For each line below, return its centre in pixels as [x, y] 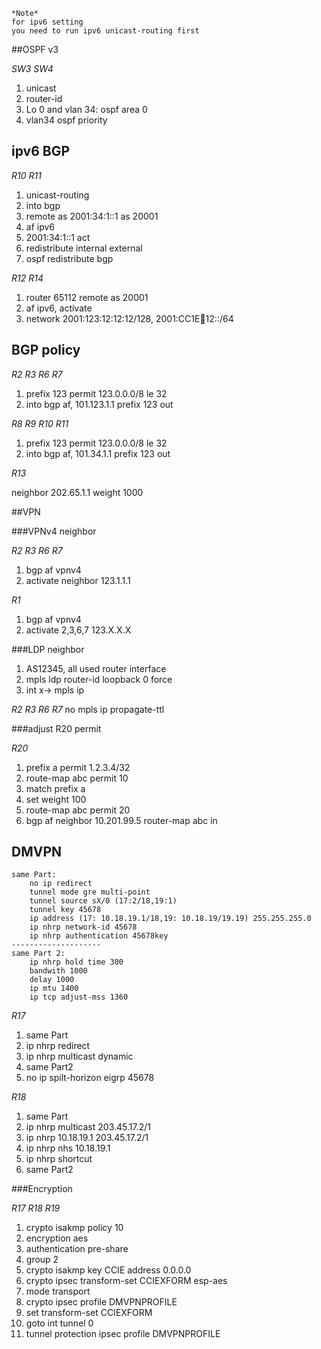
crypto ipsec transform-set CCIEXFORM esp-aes [126, 1281]
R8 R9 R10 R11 [40, 423]
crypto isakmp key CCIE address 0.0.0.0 [108, 1270]
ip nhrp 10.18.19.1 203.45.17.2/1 [87, 1138]
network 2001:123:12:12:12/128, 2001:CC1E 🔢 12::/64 [129, 318]
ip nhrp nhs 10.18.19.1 [68, 1148]
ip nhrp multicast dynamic [79, 1056]
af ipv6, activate [59, 308]
